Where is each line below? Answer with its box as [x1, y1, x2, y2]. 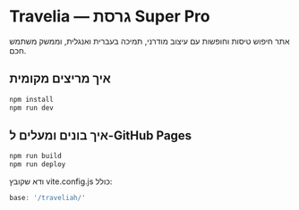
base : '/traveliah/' [9, 194, 87, 203]
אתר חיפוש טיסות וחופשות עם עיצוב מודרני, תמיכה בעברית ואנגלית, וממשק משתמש [9, 36, 290, 46]
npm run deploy [9, 160, 66, 169]
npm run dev [9, 103, 54, 113]
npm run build [9, 152, 63, 161]
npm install [9, 95, 54, 104]
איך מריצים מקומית [9, 71, 112, 87]
